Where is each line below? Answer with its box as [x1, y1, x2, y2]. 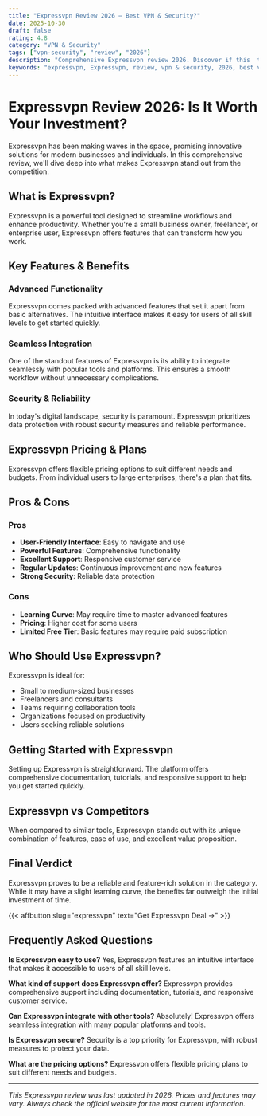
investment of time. [8, 894, 72, 905]
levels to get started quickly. [8, 318, 101, 328]
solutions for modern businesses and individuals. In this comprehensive [8, 149, 243, 159]
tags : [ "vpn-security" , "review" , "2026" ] [8, 49, 151, 57]
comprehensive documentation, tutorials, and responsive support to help [8, 772, 247, 782]
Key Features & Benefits [8, 259, 130, 273]
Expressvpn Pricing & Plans [8, 443, 147, 457]
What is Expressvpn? [8, 190, 116, 203]
